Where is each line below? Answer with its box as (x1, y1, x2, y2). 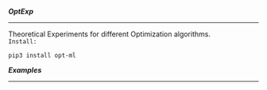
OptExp (8, 7, 34, 16)
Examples (8, 66, 42, 74)
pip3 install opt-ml (8, 51, 77, 59)
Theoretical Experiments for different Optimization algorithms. (8, 29, 211, 39)
